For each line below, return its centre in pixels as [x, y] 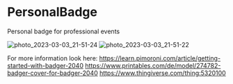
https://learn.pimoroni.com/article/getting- [160, 58]
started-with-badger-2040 [45, 65]
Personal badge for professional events [64, 31]
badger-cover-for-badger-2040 [53, 73]
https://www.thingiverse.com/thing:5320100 [163, 73]
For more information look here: [53, 58]
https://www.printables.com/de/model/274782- [153, 65]
